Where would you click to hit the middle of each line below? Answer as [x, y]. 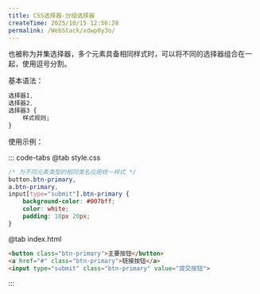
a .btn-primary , [33, 187]
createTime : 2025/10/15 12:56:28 [64, 23]
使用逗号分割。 [47, 64]
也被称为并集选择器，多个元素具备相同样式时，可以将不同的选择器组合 [123, 54]
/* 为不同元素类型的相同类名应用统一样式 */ [72, 172]
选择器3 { [23, 111]
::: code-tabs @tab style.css [54, 157]
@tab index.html [35, 238]
